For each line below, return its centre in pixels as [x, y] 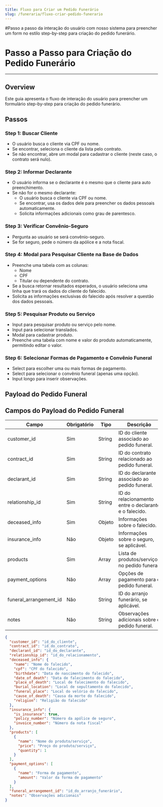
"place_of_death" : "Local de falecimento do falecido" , [72, 682]
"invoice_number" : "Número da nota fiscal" [58, 723]
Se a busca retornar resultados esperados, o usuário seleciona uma [80, 286]
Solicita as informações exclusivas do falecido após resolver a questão [83, 296]
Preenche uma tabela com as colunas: [50, 265]
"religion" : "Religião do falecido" [51, 700]
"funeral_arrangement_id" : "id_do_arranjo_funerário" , [66, 791]
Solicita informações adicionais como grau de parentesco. [77, 214]
